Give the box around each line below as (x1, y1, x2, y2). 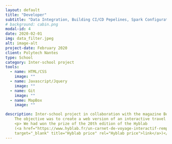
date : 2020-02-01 (5, 31, 42, 36)
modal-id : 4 (5, 27, 31, 32)
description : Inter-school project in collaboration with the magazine (5, 112, 161, 117)
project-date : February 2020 (5, 45, 68, 51)
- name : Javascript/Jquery (10, 79, 68, 84)
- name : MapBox (10, 98, 42, 103)
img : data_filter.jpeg (5, 36, 54, 41)
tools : (5, 64, 19, 69)
